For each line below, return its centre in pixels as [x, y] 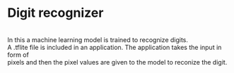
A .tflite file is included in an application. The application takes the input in [115, 47]
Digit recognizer [55, 13]
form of [18, 55]
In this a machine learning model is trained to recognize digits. [98, 39]
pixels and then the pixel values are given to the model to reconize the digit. [117, 62]
